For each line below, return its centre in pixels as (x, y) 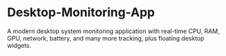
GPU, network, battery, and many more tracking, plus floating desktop (106, 38)
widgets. (20, 45)
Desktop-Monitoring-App (81, 12)
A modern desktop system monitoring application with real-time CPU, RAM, (113, 31)
